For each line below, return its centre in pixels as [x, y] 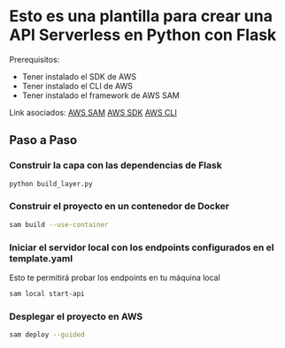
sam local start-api [47, 293]
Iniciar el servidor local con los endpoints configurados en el [142, 247]
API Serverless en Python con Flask [143, 35]
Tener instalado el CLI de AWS [77, 86]
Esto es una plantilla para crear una [141, 16]
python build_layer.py [51, 184]
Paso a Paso [43, 140]
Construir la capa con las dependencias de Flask [116, 165]
